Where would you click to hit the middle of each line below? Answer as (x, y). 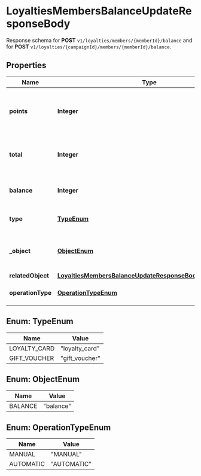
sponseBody (38, 24)
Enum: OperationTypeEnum (59, 427)
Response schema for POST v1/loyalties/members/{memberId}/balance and (99, 40)
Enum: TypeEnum (40, 321)
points (19, 111)
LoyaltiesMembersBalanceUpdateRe (99, 11)
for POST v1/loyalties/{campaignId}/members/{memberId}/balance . (89, 47)
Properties (26, 65)
